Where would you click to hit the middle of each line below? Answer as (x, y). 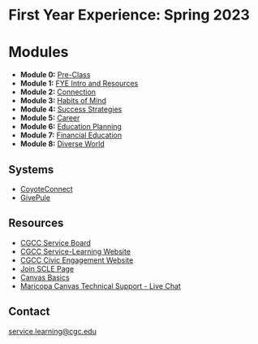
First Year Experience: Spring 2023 (129, 15)
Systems (31, 170)
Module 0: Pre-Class (55, 75)
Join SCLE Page (47, 268)
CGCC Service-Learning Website (75, 251)
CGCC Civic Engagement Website (77, 260)
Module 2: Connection (58, 92)
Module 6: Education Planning (71, 127)
